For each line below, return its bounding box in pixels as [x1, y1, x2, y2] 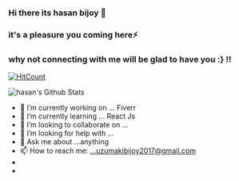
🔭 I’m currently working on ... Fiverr [19, 103, 137, 113]
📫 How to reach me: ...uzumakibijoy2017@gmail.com [19, 146, 196, 155]
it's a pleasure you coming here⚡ [8, 29, 138, 40]
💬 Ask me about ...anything [19, 137, 110, 147]
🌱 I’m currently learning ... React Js [19, 111, 136, 121]
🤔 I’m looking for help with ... [19, 128, 114, 139]
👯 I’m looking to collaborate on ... [19, 120, 129, 130]
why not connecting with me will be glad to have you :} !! [8, 54, 232, 65]
